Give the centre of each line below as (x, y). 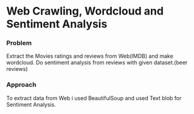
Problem (19, 43)
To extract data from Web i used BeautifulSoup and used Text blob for (94, 98)
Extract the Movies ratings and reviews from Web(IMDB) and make (90, 56)
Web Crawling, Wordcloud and (85, 11)
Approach (21, 85)
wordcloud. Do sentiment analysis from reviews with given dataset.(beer (97, 62)
